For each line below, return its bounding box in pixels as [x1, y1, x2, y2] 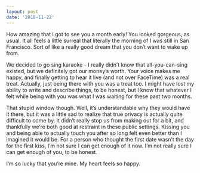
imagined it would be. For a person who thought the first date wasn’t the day [6, 136, 194, 143]
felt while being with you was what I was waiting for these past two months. [6, 93, 192, 100]
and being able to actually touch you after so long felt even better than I [6, 129, 182, 137]
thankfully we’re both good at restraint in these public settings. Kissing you [6, 123, 190, 130]
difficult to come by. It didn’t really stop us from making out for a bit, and [6, 117, 184, 124]
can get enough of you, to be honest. [6, 148, 97, 155]
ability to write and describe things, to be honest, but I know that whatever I [6, 86, 192, 93]
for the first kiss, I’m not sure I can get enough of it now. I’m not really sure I [6, 142, 192, 149]
